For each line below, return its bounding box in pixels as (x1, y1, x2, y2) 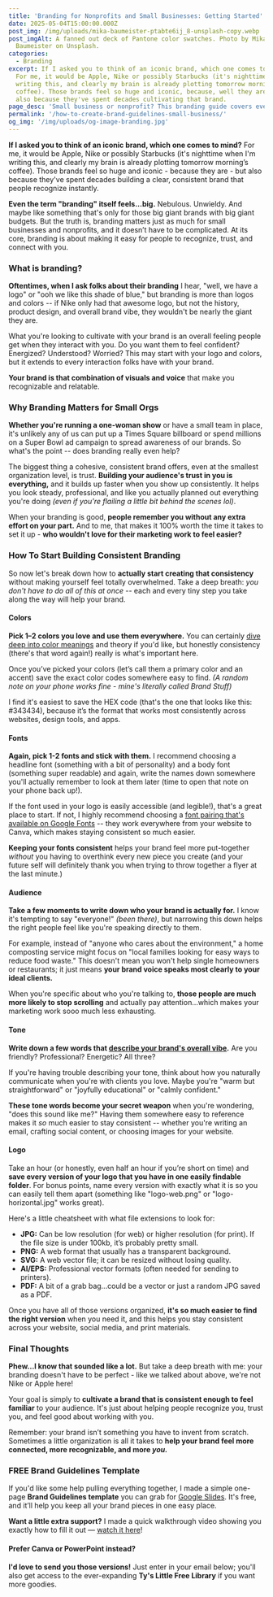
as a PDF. (19, 1290, 53, 1299)
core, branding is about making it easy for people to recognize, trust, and (8, 233, 253, 243)
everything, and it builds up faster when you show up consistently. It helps (8, 479, 260, 489)
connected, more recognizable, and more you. (8, 1445, 168, 1455)
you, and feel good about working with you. (8, 1412, 154, 1421)
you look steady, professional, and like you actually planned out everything (8, 488, 258, 498)
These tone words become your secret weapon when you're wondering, (8, 1100, 254, 1110)
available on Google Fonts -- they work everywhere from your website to (8, 819, 252, 829)
